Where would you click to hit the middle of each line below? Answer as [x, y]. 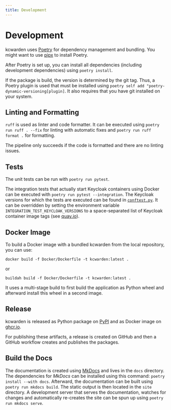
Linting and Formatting [42, 112]
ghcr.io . [13, 327]
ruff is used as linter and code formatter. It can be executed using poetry [82, 125]
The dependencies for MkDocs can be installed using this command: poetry [85, 376]
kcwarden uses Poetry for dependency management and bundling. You [80, 50]
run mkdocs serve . [24, 403]
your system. [19, 96]
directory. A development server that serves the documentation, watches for [86, 392]
